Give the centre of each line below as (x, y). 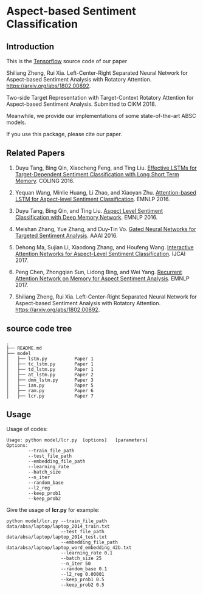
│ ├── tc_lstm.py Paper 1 (50, 364)
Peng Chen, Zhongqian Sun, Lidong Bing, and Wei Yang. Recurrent (98, 272)
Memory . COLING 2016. (45, 181)
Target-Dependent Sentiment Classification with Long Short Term (97, 174)
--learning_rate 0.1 (87, 553)
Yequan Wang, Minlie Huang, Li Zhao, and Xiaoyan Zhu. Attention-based (105, 192)
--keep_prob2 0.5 (82, 585)
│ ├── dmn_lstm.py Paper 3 (50, 380)
